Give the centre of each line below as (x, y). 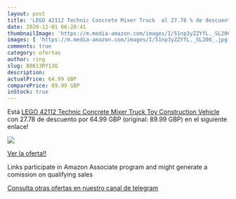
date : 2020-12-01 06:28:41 (47, 27)
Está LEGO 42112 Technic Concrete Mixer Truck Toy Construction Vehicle (113, 112)
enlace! (18, 127)
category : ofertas (34, 53)
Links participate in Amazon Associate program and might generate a (107, 167)
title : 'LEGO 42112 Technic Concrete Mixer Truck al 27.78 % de (105, 20)
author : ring (26, 60)
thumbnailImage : (31, 33)
